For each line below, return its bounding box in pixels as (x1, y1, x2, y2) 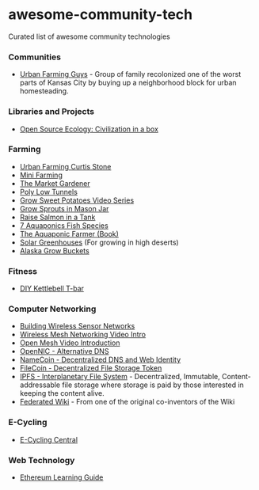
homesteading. (19, 86, 69, 96)
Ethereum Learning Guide (19, 473, 104, 482)
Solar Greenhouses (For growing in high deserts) (19, 237, 180, 247)
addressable (19, 380, 61, 389)
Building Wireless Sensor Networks (19, 321, 135, 331)
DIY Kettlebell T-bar (19, 283, 85, 294)
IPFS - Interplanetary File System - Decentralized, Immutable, (19, 372, 220, 382)
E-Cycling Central (19, 435, 78, 444)
